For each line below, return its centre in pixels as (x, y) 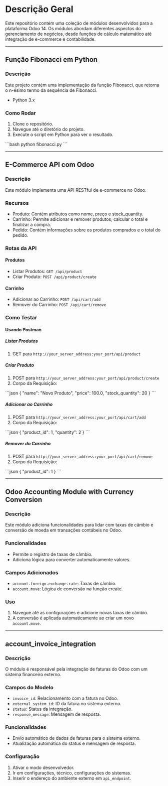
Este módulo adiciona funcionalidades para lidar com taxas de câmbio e (79, 525)
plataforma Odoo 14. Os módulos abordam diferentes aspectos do (73, 28)
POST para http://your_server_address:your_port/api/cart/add (79, 417)
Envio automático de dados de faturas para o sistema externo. (76, 738)
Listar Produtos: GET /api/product (47, 272)
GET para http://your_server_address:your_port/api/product (76, 354)
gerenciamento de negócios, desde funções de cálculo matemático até (78, 34)
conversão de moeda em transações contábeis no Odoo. (64, 530)
